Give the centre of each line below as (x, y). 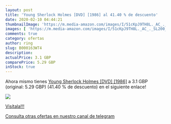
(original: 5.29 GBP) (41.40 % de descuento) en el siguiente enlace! (76, 87)
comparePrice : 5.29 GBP (31, 62)
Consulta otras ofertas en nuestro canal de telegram (60, 116)
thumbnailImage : (22, 24)
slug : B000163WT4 (24, 48)
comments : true (21, 34)
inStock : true (20, 67)
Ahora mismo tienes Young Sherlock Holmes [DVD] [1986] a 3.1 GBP (77, 82)
